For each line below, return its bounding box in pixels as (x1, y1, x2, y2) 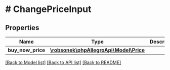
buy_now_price (8, 46, 46, 53)
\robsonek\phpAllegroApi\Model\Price (50, 46, 145, 53)
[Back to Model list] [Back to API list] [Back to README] (5, 59, 121, 65)
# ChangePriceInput (5, 3, 92, 15)
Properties (5, 23, 39, 32)
